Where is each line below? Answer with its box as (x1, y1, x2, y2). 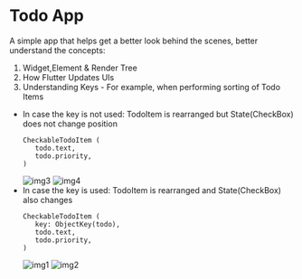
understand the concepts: (9, 44, 106, 55)
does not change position (22, 118, 118, 129)
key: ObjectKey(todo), (34, 219, 120, 228)
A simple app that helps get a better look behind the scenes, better (9, 35, 259, 46)
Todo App (9, 5, 84, 26)
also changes (22, 194, 73, 205)
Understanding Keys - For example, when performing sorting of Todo (22, 81, 281, 92)
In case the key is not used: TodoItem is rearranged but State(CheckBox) (22, 108, 294, 119)
